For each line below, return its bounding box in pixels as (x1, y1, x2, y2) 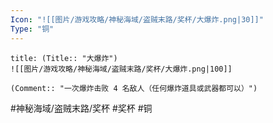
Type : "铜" (10, 24, 55, 34)
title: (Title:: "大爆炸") (10, 53, 118, 63)
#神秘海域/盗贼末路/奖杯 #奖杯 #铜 (10, 102, 153, 114)
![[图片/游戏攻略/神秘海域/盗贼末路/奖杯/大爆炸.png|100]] (10, 64, 233, 74)
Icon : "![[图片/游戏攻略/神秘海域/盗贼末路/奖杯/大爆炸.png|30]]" (10, 14, 264, 25)
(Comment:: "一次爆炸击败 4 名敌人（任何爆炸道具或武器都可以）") (10, 83, 258, 93)
